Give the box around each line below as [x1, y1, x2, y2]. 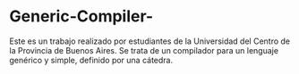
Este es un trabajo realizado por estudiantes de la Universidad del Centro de [9, 36, 291, 46]
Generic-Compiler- [9, 6, 154, 27]
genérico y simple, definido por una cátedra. [9, 54, 173, 65]
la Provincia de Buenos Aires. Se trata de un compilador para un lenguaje [9, 45, 279, 55]
